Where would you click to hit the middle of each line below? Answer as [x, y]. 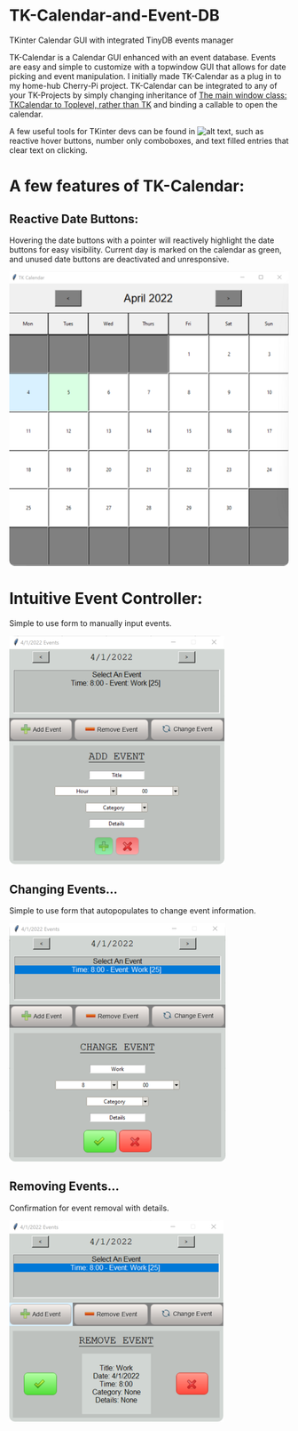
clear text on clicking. [48, 150]
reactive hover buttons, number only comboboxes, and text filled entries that [149, 141]
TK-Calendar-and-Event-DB [114, 16]
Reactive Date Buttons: [74, 219]
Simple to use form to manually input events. [90, 623]
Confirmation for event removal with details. [90, 1208]
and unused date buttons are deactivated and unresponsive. [119, 259]
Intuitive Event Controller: [106, 599]
